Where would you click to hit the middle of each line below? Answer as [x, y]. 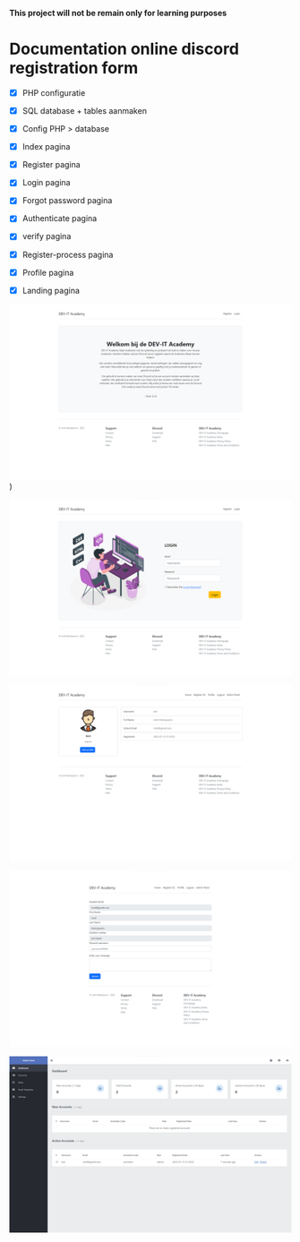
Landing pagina [51, 290]
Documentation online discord [124, 49]
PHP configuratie [54, 92]
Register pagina [51, 165]
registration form [74, 69]
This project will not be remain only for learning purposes [118, 13]
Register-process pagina [68, 254]
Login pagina [46, 183]
